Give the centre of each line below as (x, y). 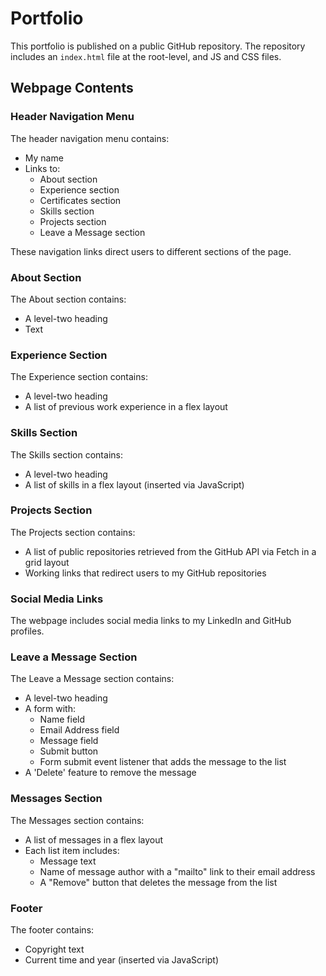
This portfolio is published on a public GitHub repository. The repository (158, 46)
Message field (69, 741)
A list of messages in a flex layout (94, 839)
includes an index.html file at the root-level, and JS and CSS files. (146, 56)
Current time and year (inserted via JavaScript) (122, 960)
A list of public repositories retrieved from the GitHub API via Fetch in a (170, 551)
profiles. (27, 631)
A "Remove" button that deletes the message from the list (158, 882)
